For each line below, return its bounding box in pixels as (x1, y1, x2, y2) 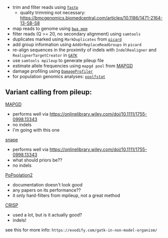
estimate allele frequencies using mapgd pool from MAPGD (12, 63, 133, 69)
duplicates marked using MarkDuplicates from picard (12, 36, 122, 42)
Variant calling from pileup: (5, 88, 92, 97)
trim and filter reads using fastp (12, 5, 79, 10)
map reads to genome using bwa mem (12, 26, 88, 32)
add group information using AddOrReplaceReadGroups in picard (12, 42, 142, 47)
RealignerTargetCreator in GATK (12, 52, 78, 58)
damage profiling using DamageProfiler (12, 68, 93, 74)
